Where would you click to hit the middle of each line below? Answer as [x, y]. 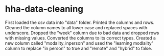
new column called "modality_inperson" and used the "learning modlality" [80, 43]
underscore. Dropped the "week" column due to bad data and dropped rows [82, 33]
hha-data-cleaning [44, 9]
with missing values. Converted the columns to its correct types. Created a [80, 38]
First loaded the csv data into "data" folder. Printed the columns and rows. [80, 22]
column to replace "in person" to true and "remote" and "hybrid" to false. [79, 48]
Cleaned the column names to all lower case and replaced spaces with [76, 27]
